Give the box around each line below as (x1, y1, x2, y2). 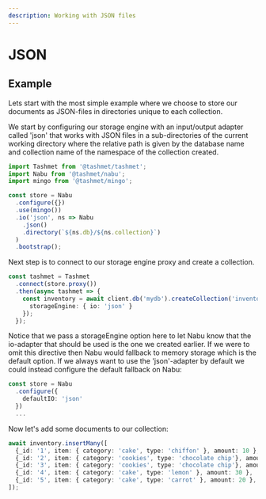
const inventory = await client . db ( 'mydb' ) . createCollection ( (22, 295, 232, 303)
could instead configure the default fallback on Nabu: (8, 365, 182, 375)
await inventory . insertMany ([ (8, 439, 108, 448)
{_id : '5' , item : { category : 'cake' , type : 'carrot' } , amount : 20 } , (15, 476, 257, 484)
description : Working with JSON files (8, 11, 136, 20)
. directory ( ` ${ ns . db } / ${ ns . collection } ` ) (22, 228, 161, 236)
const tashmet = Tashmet (8, 272, 90, 281)
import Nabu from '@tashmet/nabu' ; (8, 170, 126, 178)
